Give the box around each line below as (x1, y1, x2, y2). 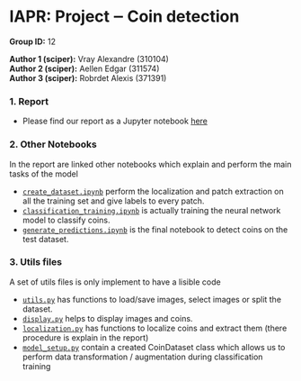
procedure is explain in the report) (22, 331, 149, 343)
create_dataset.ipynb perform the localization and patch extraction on (22, 186, 285, 196)
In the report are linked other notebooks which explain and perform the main (9, 159, 292, 169)
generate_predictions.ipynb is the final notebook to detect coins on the (22, 223, 288, 235)
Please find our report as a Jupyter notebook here (22, 115, 208, 127)
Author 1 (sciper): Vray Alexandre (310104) (9, 53, 169, 64)
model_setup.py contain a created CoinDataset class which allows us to (22, 341, 286, 352)
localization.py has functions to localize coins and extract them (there (22, 322, 288, 333)
